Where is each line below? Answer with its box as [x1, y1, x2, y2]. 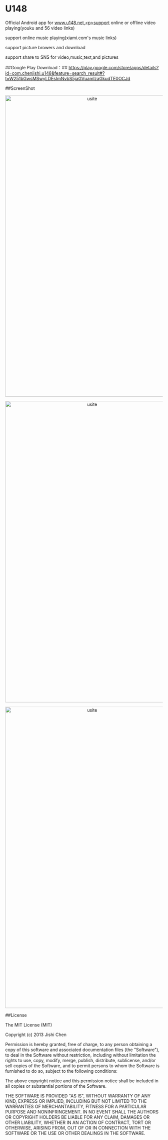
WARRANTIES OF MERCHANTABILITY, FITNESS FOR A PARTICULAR [5, 1103, 146, 1109]
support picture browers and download [5, 44, 86, 50]
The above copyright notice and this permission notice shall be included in [5, 1078, 158, 1084]
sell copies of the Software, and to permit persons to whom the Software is [5, 1063, 160, 1069]
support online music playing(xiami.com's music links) [5, 35, 117, 41]
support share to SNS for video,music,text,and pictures [5, 54, 119, 60]
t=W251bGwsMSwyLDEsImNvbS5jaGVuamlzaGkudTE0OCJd [5, 75, 130, 81]
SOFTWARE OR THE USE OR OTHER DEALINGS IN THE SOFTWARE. [5, 1130, 145, 1136]
